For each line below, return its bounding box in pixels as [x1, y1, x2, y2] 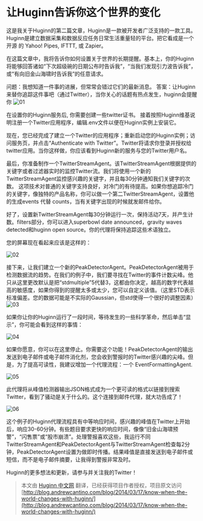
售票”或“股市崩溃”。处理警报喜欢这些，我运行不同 [27, 433, 151, 440]
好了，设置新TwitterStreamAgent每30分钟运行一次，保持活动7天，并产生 [6, 210, 188, 218]
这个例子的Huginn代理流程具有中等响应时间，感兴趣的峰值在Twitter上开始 [6, 418, 190, 425]
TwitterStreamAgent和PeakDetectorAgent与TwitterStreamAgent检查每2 [6, 440, 185, 447]
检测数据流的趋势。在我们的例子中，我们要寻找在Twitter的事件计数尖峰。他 [6, 271, 194, 278]
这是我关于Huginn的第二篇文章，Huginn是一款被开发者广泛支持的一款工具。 [6, 27, 196, 34]
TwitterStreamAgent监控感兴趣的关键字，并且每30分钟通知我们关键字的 [6, 174, 185, 182]
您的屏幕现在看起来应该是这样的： [6, 238, 92, 246]
